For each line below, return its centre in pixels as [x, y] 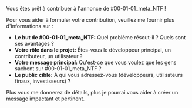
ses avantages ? [34, 44]
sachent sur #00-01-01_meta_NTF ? [58, 69]
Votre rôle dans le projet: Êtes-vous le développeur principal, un [93, 50]
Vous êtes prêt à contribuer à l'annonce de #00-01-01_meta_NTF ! [86, 9]
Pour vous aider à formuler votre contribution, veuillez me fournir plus [90, 20]
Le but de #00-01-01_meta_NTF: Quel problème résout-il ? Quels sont [100, 37]
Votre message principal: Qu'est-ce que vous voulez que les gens [95, 62]
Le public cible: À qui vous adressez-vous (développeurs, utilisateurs [99, 75]
